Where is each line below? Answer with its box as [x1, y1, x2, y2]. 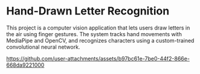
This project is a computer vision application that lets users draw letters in [6, 24, 190, 31]
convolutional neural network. [6, 43, 80, 51]
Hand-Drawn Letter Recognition [6, 4, 170, 18]
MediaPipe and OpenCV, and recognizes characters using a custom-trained [6, 37, 195, 44]
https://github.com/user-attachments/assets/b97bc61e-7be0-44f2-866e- [6, 55, 190, 62]
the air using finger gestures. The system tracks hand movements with [6, 30, 182, 37]
